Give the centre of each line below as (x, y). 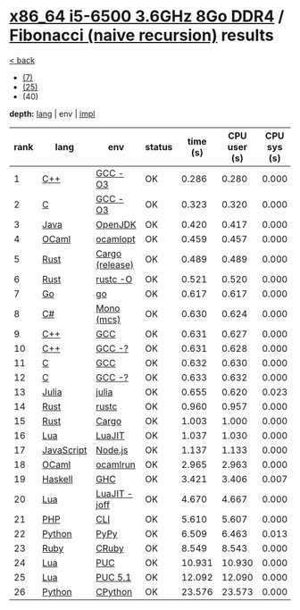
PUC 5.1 (114, 577)
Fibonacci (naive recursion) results (142, 35)
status (159, 146)
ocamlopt (116, 238)
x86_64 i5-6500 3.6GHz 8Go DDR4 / (147, 17)
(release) (115, 264)
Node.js (112, 450)
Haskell (57, 479)
